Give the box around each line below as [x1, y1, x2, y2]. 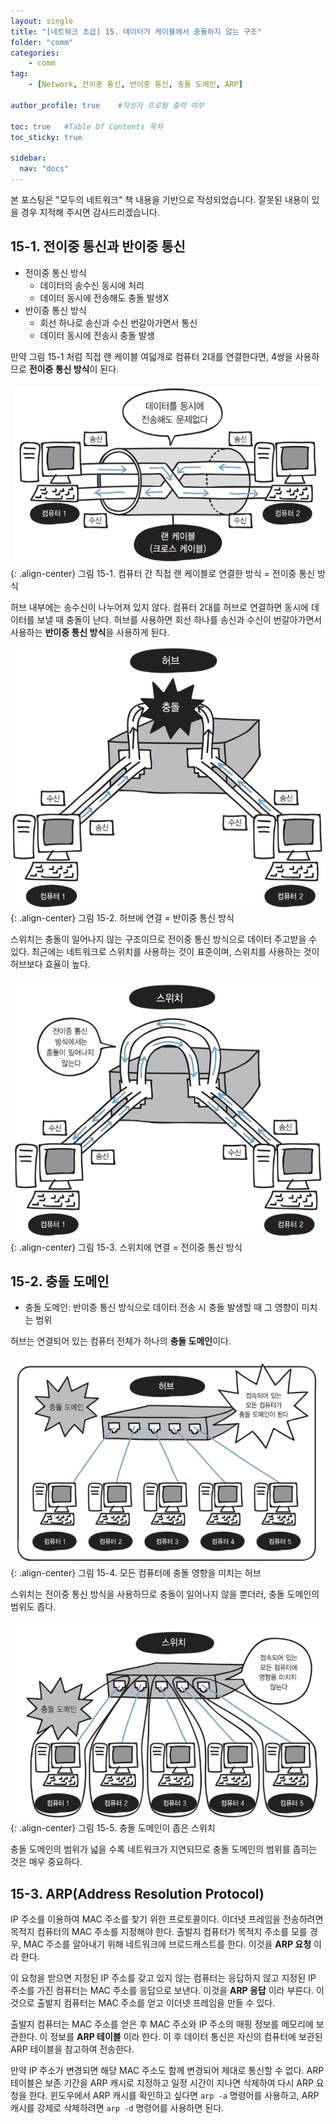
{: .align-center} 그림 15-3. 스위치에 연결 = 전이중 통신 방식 [10, 1241, 243, 1253]
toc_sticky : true [10, 132, 83, 142]
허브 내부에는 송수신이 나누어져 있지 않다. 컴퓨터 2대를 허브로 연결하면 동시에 [10, 601, 309, 614]
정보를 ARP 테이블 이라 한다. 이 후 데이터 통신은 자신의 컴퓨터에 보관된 [49, 2030, 323, 2042]
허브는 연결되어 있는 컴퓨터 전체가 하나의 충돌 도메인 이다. [10, 1335, 232, 1347]
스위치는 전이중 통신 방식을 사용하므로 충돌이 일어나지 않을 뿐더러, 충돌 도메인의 [10, 1588, 320, 1600]
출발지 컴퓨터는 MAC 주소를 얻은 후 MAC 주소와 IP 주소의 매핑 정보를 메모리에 [10, 2018, 314, 2030]
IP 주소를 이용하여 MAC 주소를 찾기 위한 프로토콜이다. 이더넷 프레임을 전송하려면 [10, 1913, 324, 1925]
